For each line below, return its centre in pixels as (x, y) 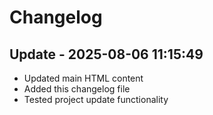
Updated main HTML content (83, 78)
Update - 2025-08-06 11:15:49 (106, 54)
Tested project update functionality (96, 99)
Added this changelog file (77, 89)
